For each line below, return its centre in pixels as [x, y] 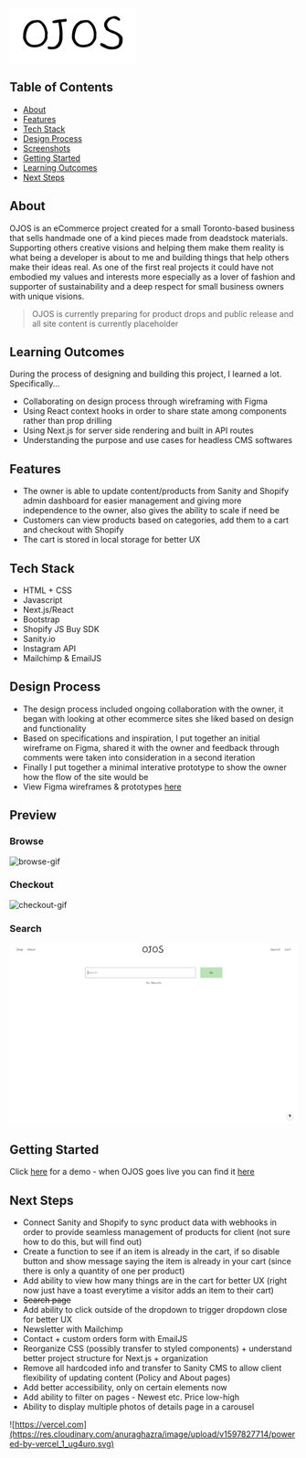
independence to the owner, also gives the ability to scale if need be [151, 511]
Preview [33, 815]
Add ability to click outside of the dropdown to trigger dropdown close [155, 1310]
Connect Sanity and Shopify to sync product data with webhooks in [149, 1222]
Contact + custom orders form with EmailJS [105, 1339]
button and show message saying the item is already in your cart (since [157, 1262]
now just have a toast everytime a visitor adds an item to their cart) [148, 1291]
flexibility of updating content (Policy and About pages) [127, 1378]
